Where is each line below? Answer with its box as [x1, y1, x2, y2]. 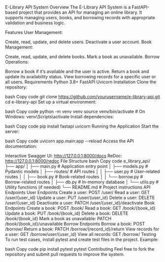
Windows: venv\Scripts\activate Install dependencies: [5, 114, 114, 120]
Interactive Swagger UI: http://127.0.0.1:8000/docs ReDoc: [5, 153, 122, 159]
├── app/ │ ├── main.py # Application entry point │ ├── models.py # [5, 164, 148, 169]
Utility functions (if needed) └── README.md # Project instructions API [5, 184, 151, 190]
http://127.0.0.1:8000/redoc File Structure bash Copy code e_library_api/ [5, 158, 150, 164]
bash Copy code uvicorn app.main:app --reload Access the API [5, 138, 134, 144]
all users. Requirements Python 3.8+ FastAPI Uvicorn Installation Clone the [5, 79, 157, 85]
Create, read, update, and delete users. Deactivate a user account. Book [5, 39, 152, 45]
